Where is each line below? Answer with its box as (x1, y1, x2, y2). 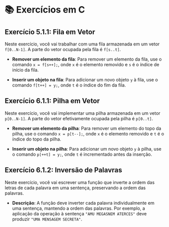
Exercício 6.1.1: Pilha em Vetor (5, 97, 100, 105)
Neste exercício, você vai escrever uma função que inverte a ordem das (5, 179, 155, 185)
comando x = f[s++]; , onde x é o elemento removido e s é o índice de (12, 62, 160, 67)
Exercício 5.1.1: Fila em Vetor (5, 27, 96, 36)
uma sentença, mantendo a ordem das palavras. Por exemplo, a (12, 205, 145, 211)
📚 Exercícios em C (5, 4, 86, 16)
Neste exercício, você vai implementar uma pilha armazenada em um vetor (5, 110, 160, 116)
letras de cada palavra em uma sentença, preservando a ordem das (5, 185, 146, 191)
